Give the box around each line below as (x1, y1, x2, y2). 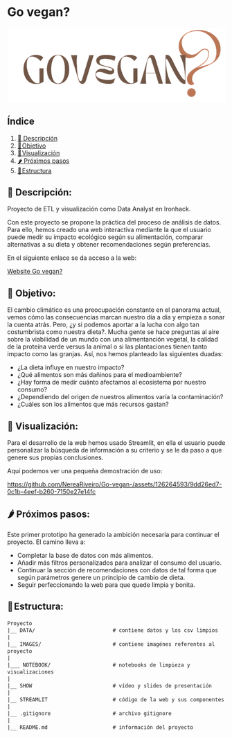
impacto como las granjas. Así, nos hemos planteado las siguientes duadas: (7, 350, 224, 358)
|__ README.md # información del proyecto (7, 723, 194, 731)
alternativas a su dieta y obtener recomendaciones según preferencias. (7, 240, 211, 249)
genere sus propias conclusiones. (7, 453, 104, 462)
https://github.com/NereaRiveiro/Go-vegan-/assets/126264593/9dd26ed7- (7, 480, 222, 489)
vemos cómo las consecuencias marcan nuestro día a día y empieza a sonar (7, 313, 225, 322)
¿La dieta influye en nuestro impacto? (17, 363, 125, 371)
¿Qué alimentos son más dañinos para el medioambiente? (17, 371, 182, 379)
